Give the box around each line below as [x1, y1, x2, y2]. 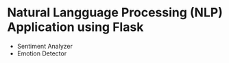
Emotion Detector [16, 49, 67, 58]
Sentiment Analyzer [16, 42, 73, 50]
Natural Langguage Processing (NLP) [7, 5, 223, 21]
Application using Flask [7, 19, 144, 35]
